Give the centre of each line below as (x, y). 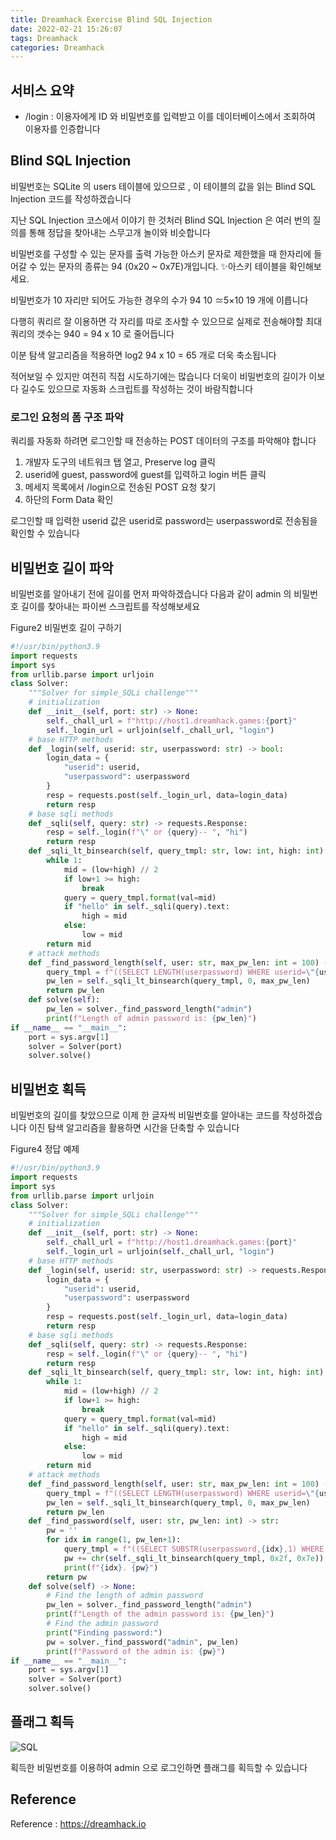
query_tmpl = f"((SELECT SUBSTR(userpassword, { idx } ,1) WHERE (194, 1549)
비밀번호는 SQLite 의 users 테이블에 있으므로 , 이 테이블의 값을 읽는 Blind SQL (163, 186)
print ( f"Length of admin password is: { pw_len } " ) (151, 1018)
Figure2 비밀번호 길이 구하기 (66, 627)
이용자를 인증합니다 (62, 129)
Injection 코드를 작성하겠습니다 (71, 198)
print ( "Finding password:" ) (104, 1632)
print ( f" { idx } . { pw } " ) (111, 1567)
